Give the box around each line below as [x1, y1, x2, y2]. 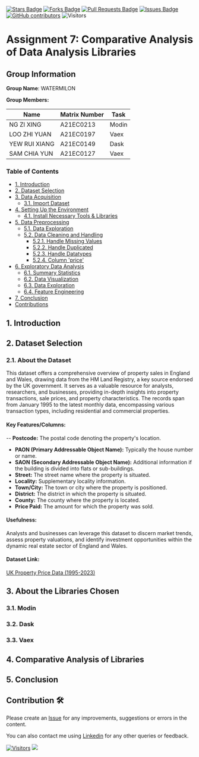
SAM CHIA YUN [9, 149, 53, 158]
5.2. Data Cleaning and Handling [23, 231, 103, 238]
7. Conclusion [14, 294, 48, 301]
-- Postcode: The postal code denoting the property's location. [6, 434, 162, 441]
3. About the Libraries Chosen [6, 586, 119, 596]
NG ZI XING [9, 121, 42, 128]
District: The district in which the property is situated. [14, 490, 147, 497]
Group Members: [6, 96, 49, 103]
